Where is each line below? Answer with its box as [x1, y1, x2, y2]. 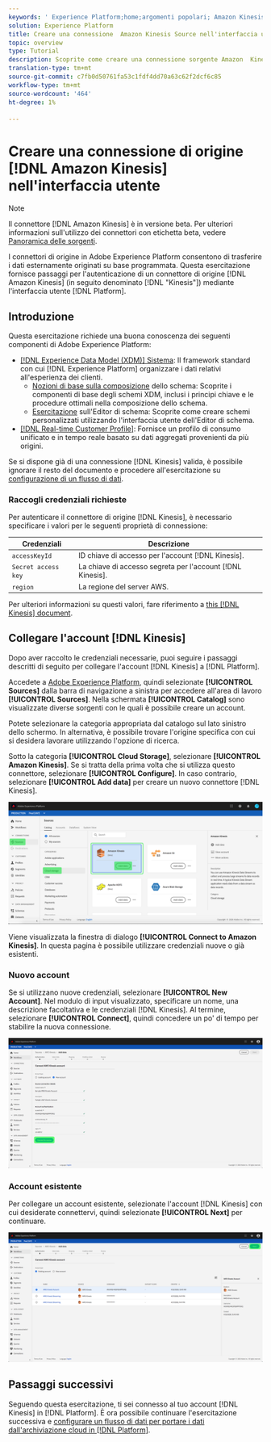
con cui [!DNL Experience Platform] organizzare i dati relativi [19, 364, 222, 373]
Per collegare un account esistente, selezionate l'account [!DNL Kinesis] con [8, 1199, 263, 1209]
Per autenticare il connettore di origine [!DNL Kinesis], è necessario [8, 513, 232, 522]
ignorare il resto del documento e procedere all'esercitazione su [8, 465, 221, 475]
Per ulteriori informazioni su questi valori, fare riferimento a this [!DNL [8, 600, 240, 610]
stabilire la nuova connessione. [8, 1022, 111, 1032]
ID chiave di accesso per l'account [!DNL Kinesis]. [78, 551, 244, 560]
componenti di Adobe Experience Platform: [8, 340, 152, 349]
